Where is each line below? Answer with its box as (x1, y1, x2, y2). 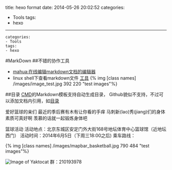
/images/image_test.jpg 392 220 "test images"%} (12, 81, 118, 87)
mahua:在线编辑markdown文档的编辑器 (12, 69, 96, 74)
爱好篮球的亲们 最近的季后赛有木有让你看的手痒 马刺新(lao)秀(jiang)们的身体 (5, 109, 165, 115)
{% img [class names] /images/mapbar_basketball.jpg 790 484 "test (5, 143, 149, 148)
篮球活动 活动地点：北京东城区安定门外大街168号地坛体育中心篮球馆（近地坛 (5, 126, 166, 132)
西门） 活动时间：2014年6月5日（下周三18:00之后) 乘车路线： (5, 133, 136, 138)
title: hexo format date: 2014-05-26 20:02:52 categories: (5, 5, 125, 10)
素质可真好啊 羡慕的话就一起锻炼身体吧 (5, 115, 88, 121)
